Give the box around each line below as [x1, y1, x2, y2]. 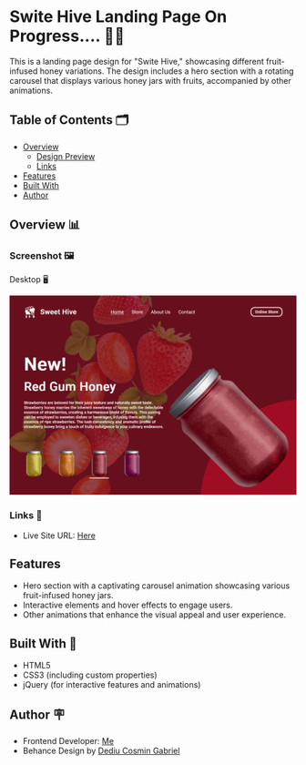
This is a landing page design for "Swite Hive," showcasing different [9, 56, 264, 66]
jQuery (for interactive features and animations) [22, 679, 201, 690]
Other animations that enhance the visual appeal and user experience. [22, 609, 287, 620]
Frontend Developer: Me [22, 736, 115, 747]
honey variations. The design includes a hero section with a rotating [39, 66, 294, 76]
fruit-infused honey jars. [22, 590, 114, 601]
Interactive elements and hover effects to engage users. [22, 599, 233, 611]
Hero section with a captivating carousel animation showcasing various [22, 580, 291, 591]
